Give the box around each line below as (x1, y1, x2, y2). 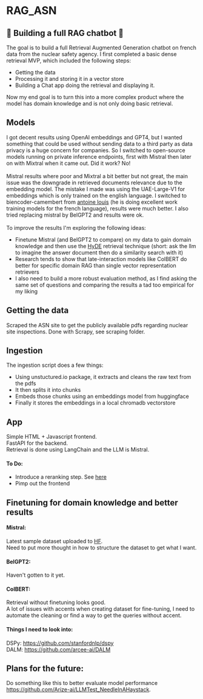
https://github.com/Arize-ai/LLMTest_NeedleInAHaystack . (6, 686, 151, 694)
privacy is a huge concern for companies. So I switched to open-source (6, 147, 186, 154)
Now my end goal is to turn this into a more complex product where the (6, 94, 184, 100)
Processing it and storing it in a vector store (15, 75, 124, 82)
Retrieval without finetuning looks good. (6, 599, 106, 606)
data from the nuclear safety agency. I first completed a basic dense (6, 50, 177, 58)
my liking (15, 287, 38, 295)
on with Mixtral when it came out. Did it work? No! (6, 159, 131, 167)
